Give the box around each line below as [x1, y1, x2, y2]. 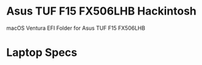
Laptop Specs [6, 46, 77, 60]
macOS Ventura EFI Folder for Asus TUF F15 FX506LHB [6, 24, 145, 32]
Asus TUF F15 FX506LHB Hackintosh [6, 4, 197, 18]
